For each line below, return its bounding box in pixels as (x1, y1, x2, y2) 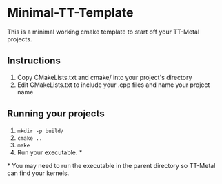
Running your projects (7, 108, 105, 120)
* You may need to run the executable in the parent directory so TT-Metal (7, 161, 216, 170)
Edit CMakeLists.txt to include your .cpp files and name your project (17, 81, 210, 89)
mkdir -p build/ (17, 127, 64, 134)
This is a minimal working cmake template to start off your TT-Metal (7, 28, 200, 36)
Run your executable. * (17, 148, 83, 156)
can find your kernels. (7, 169, 70, 177)
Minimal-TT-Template (7, 5, 134, 21)
